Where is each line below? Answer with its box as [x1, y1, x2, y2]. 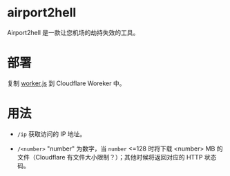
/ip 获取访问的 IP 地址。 [17, 129, 86, 138]
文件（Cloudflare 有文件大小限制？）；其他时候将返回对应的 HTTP [17, 153, 203, 161]
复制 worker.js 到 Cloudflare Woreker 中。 [7, 79, 126, 87]
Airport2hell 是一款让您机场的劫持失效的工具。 [7, 28, 140, 36]
